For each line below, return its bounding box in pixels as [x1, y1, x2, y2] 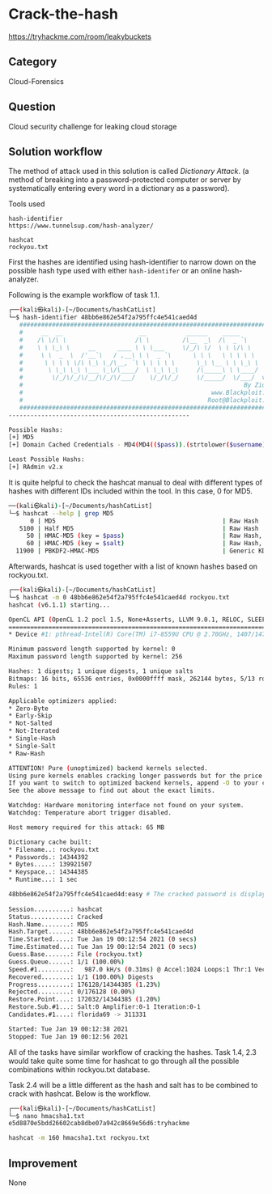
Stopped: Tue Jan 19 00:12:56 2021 [8, 1032, 129, 1040]
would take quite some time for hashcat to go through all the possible [8, 1056, 240, 1065]
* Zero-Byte [8, 705, 49, 713]
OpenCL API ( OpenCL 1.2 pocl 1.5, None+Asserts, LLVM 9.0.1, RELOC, [8, 616, 244, 624]
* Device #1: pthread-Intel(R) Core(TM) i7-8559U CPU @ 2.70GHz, [8, 630, 233, 639]
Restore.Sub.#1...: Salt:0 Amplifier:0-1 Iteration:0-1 [8, 1003, 201, 1011]
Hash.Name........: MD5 [8, 920, 89, 929]
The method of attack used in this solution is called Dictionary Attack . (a [8, 167, 249, 176]
